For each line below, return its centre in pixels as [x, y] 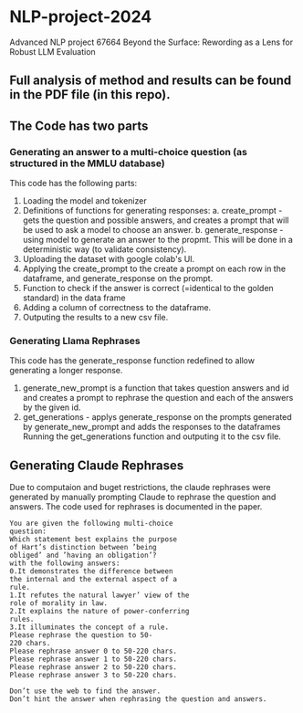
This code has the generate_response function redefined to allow [132, 361]
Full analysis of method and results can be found [151, 81]
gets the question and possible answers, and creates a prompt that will [156, 220]
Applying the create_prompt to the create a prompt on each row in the [154, 269]
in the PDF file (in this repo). [90, 94]
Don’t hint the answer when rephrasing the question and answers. [138, 699]
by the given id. [52, 407]
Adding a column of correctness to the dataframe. [117, 308]
